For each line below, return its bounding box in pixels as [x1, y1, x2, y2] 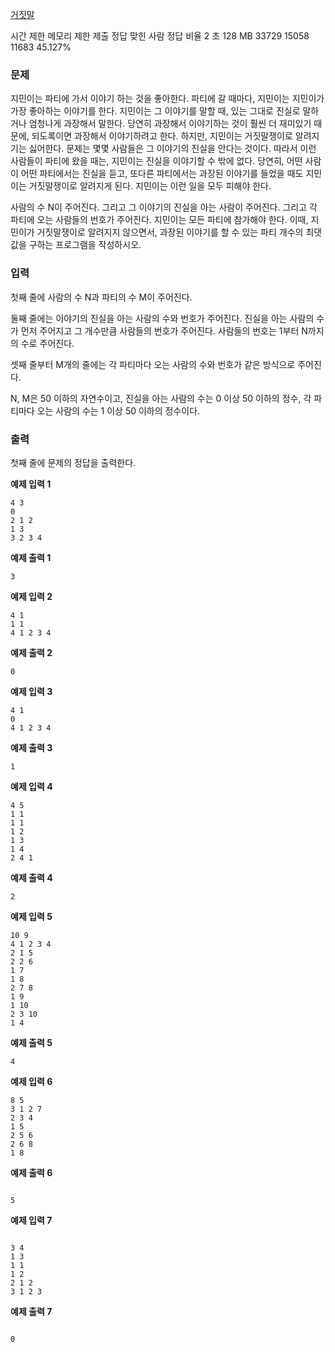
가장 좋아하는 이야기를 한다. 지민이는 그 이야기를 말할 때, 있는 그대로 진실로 [10, 105, 301, 117]
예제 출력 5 [10, 1036, 53, 1048]
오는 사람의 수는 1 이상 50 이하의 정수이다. [36, 404, 201, 417]
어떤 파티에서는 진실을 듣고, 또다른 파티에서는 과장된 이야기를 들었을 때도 [20, 168, 304, 180]
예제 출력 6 [10, 1166, 53, 1178]
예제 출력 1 [10, 551, 52, 563]
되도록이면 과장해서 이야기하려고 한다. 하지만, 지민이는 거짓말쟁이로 [31, 130, 293, 142]
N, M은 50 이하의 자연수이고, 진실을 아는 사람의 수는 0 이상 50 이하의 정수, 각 [10, 392, 312, 404]
